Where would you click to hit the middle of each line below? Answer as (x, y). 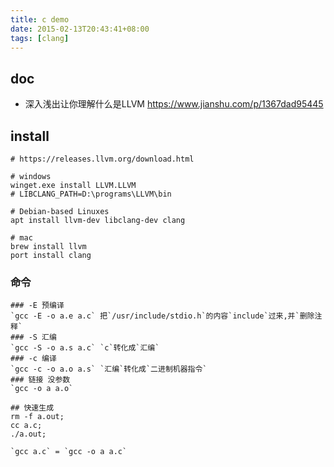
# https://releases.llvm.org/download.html (102, 159)
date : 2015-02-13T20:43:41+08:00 (80, 29)
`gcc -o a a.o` (42, 389)
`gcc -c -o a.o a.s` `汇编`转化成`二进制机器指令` (109, 369)
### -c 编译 (33, 359)
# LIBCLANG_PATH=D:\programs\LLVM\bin (91, 194)
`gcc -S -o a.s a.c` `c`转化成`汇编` (85, 348)
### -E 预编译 (37, 306)
